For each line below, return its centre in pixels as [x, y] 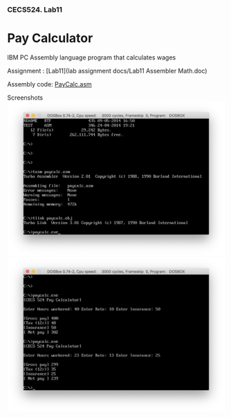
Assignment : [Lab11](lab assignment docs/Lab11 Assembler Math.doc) [107, 71]
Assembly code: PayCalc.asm [49, 84]
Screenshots [25, 98]
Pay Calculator [50, 38]
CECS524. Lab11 [35, 10]
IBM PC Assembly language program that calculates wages [92, 57]
